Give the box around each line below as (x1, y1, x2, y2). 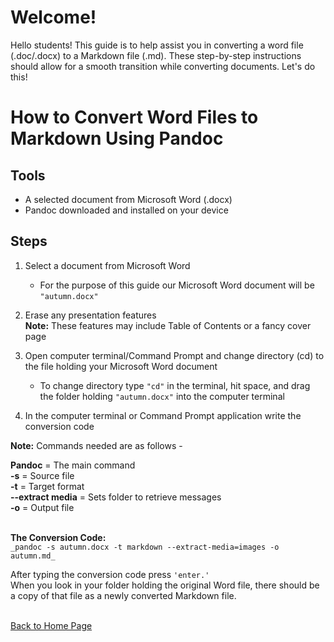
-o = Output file (10, 501, 75, 513)
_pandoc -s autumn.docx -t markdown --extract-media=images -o (10, 542, 280, 552)
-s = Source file (10, 469, 75, 481)
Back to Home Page (10, 619, 93, 631)
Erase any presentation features (24, 309, 157, 321)
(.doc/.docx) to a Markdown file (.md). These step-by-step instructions (10, 49, 302, 61)
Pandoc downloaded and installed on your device (24, 204, 229, 216)
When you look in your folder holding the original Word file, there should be (10, 579, 320, 591)
